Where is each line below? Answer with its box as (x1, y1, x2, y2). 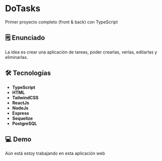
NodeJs (12, 105, 29, 111)
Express (12, 110, 29, 116)
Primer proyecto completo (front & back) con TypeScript (5, 19, 118, 25)
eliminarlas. (5, 54, 28, 60)
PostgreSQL (12, 120, 37, 126)
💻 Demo (5, 135, 32, 143)
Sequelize (12, 115, 33, 121)
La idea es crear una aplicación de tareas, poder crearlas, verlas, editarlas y (5, 49, 157, 55)
